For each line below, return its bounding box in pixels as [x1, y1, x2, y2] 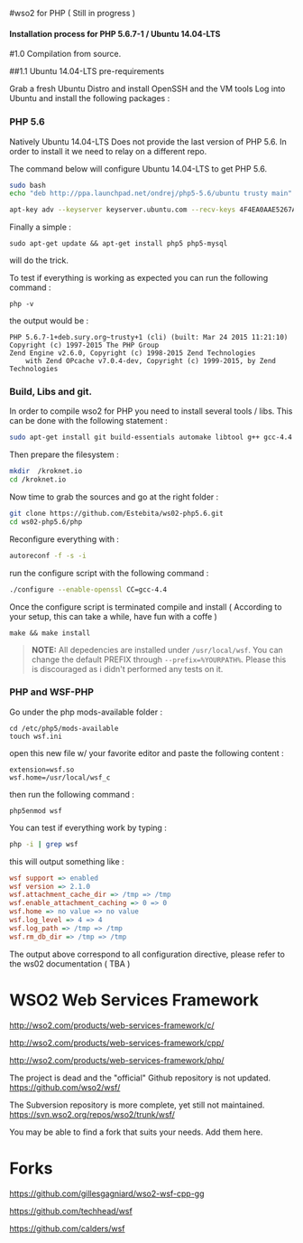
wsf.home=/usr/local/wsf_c [9, 772, 111, 782]
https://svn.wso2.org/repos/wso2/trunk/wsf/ [9, 1108, 176, 1119]
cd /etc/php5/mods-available [9, 724, 119, 733]
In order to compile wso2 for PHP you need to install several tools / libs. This [9, 406, 293, 416]
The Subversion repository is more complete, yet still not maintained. [9, 1099, 265, 1110]
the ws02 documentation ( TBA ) [9, 958, 131, 969]
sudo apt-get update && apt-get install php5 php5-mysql [9, 239, 228, 248]
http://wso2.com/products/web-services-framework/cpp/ [9, 1037, 225, 1048]
